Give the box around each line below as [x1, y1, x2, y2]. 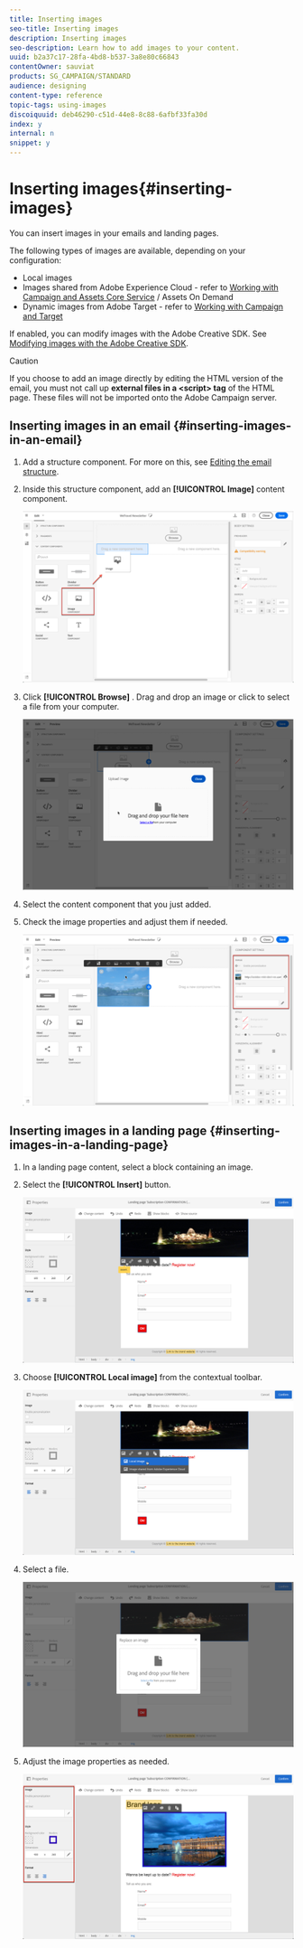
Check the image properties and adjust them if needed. [22, 917, 228, 927]
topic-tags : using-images [9, 100, 106, 109]
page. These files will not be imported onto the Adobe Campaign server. [9, 391, 278, 402]
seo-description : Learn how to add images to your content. [9, 43, 241, 52]
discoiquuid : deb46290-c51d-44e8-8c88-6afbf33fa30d [9, 109, 207, 119]
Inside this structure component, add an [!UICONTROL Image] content [22, 484, 286, 494]
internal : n [9, 129, 54, 138]
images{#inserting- [82, 179, 233, 199]
